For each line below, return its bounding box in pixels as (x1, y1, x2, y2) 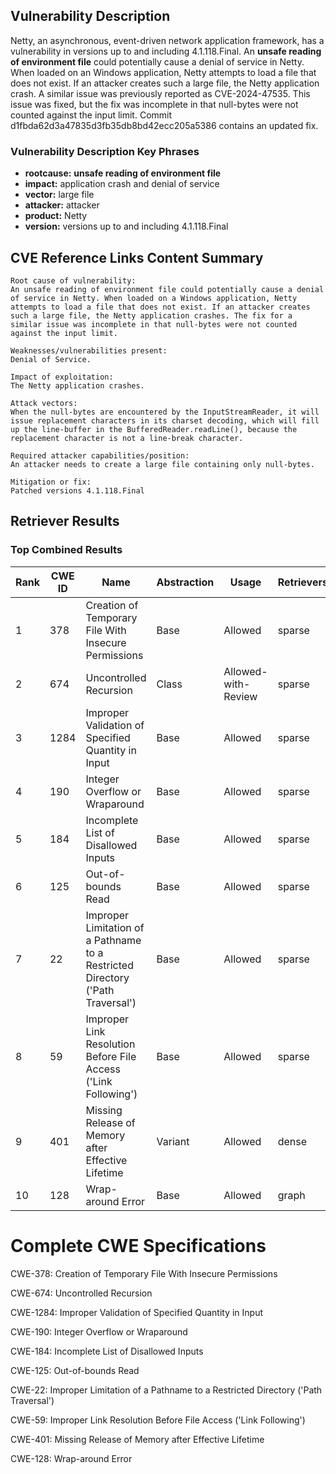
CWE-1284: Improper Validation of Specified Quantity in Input (10, 1306, 264, 1318)
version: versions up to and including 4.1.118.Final (24, 220, 229, 233)
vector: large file (24, 189, 95, 201)
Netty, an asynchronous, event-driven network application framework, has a (10, 34, 325, 46)
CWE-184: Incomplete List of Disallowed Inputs (10, 1345, 204, 1357)
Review (223, 689, 258, 703)
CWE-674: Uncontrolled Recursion (10, 1287, 153, 1299)
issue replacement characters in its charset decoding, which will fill (10, 415, 320, 426)
